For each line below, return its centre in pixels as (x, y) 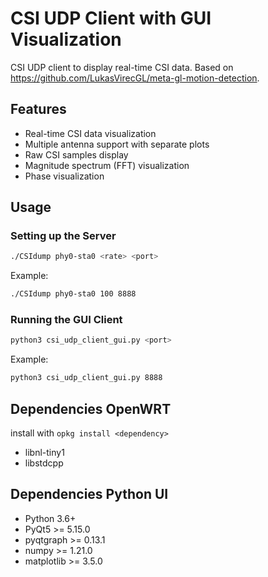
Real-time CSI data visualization (90, 133)
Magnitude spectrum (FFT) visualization (107, 165)
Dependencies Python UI (89, 494)
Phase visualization (64, 176)
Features (38, 109)
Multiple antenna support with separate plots (117, 144)
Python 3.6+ (50, 518)
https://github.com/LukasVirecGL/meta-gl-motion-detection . (135, 78)
